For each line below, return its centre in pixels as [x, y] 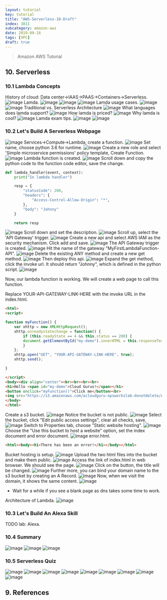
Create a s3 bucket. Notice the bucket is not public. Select [83, 415]
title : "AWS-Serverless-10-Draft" [41, 19]
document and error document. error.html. [58, 436]
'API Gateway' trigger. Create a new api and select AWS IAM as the [83, 238]
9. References [27, 593]
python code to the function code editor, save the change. [65, 163]
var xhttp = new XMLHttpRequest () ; [51, 327]
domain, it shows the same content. [42, 481]
